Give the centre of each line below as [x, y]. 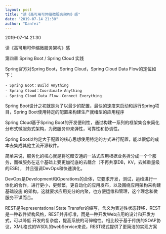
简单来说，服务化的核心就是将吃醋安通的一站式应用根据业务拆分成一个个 [79, 156]
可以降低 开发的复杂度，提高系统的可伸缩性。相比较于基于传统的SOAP [85, 221]
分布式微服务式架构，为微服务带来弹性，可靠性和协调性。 [63, 129]
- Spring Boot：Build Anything [37, 86]
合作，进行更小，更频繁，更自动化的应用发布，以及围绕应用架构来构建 [89, 185]
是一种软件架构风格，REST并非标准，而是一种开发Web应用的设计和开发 [78, 214]
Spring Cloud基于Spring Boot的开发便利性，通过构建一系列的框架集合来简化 [82, 122]
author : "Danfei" [23, 24]
